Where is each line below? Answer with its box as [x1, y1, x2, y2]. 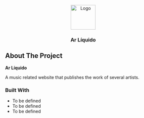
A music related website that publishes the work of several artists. [5, 74, 140, 80]
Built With [5, 86, 30, 93]
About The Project [5, 52, 63, 60]
